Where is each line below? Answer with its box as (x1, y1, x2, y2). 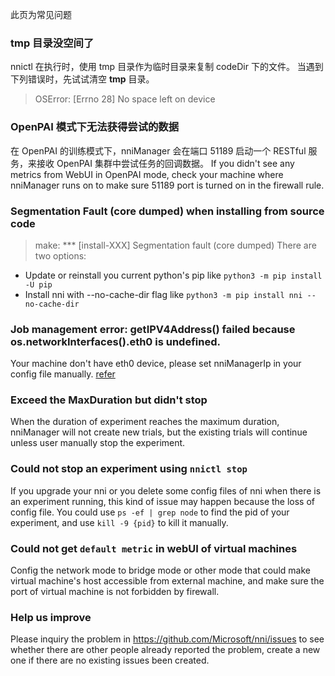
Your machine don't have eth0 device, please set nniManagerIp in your (10, 358, 302, 370)
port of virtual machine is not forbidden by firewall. (10, 586, 220, 598)
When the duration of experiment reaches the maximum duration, (10, 416, 280, 428)
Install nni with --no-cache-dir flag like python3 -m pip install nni (24, 288, 303, 300)
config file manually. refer (10, 368, 116, 380)
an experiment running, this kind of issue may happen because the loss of (10, 495, 316, 507)
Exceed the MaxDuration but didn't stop (10, 393, 208, 407)
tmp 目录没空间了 (10, 36, 95, 50)
